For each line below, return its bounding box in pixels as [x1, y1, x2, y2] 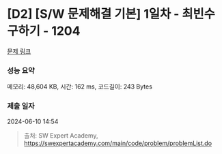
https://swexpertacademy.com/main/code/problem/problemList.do [23, 139, 212, 147]
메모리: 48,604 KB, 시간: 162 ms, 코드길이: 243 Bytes [7, 82, 152, 91]
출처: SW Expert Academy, [23, 131, 98, 140]
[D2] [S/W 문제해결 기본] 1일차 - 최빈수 [7, 6, 215, 22]
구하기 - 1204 [7, 23, 81, 39]
